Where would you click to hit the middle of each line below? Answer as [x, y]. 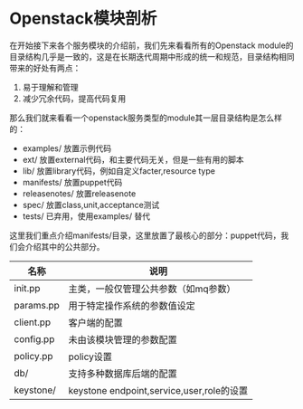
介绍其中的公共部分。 [65, 246]
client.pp [33, 322]
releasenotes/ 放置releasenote [79, 193]
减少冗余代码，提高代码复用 [74, 98]
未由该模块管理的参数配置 [123, 339]
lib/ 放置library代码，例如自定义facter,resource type [118, 171]
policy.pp [33, 356]
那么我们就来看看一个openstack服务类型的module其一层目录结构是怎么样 [146, 118]
